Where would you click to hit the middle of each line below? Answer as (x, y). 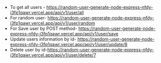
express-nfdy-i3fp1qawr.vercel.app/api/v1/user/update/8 (69, 44)
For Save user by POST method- (44, 28)
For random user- (28, 18)
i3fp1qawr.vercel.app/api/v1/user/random (53, 23)
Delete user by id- (29, 50)
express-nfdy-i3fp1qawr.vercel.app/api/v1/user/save (64, 34)
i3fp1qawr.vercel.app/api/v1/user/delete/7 (53, 55)
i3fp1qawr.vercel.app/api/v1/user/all (47, 12)
